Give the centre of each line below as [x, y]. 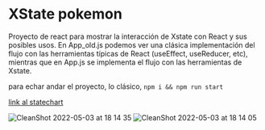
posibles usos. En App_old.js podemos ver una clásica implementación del [132, 44]
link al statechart [36, 102]
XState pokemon [65, 14]
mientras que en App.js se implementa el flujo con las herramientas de [125, 62]
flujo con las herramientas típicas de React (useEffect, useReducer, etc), [128, 53]
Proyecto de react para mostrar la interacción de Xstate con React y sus [128, 36]
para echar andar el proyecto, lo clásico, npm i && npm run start [116, 86]
